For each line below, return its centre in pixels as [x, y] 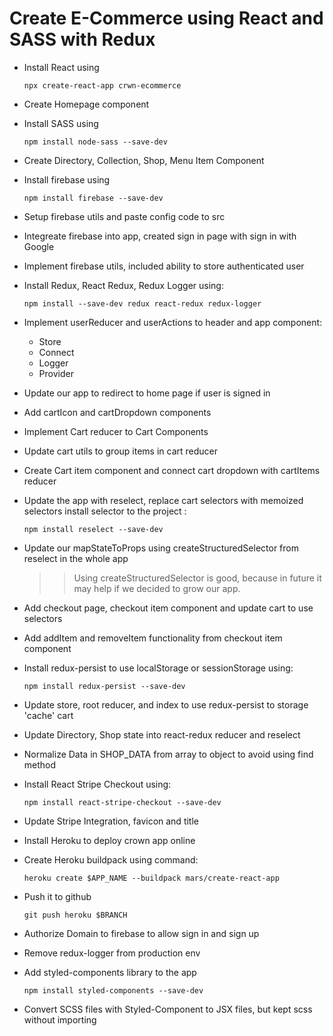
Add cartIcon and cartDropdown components [117, 412]
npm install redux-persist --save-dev [104, 686]
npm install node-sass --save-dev [95, 142]
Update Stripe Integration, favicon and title [111, 821]
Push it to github [57, 896]
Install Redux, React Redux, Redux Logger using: [123, 285]
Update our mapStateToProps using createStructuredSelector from [161, 548]
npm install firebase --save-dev [93, 198]
